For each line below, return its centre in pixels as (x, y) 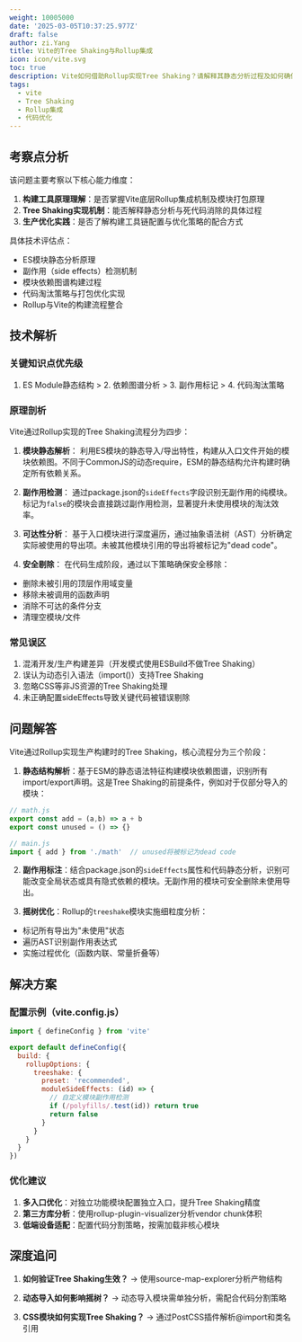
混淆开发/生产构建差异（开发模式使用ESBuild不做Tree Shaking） (141, 664)
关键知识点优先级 (46, 363)
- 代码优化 (35, 118)
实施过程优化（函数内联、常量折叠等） (93, 953)
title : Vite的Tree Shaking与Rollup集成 (81, 51)
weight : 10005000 (42, 18)
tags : (19, 84)
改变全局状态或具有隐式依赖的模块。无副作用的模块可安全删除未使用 (156, 881)
